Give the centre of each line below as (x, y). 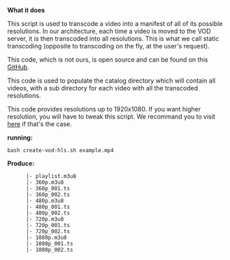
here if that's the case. (39, 124)
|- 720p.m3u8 (45, 219)
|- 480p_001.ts (48, 207)
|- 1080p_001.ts (49, 244)
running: (20, 137)
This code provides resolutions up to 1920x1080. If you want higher (104, 109)
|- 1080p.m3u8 (46, 238)
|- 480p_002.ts (48, 213)
